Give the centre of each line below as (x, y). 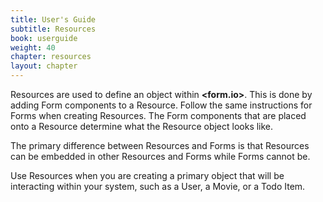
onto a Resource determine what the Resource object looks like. (142, 126)
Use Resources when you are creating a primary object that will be (147, 175)
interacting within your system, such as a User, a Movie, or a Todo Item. (158, 186)
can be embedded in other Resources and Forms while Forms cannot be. (160, 156)
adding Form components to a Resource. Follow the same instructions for (161, 105)
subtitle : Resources (53, 29)
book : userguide (44, 38)
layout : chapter (44, 66)
